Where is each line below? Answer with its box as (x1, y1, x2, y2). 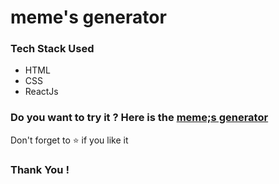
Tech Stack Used (10, 42, 95, 56)
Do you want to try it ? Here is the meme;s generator (10, 111, 269, 125)
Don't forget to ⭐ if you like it (10, 134, 129, 146)
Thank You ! (10, 162, 70, 176)
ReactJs (24, 86, 59, 98)
